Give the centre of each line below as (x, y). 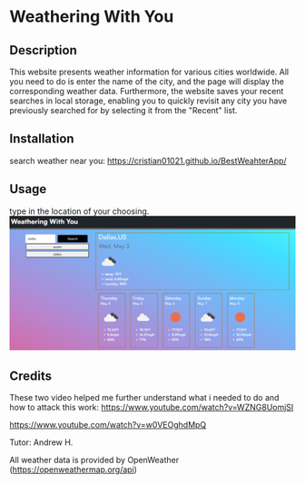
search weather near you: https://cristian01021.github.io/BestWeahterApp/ (148, 160)
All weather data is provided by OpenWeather (94, 460)
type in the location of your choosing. (79, 211)
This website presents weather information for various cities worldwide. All (149, 72)
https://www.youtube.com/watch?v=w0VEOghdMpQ (108, 425)
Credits (31, 376)
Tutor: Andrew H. (41, 442)
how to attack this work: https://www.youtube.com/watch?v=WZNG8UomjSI (152, 407)
